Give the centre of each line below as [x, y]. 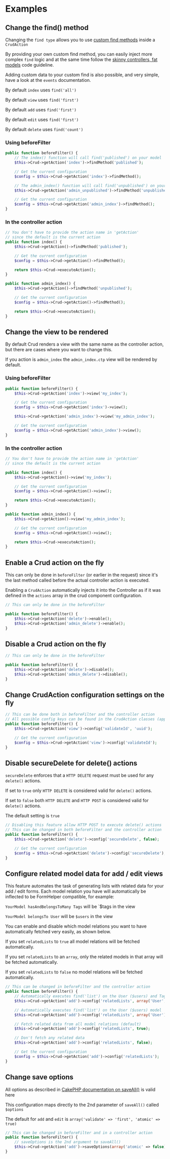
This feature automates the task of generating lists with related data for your [85, 886]
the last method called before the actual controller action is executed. [78, 581]
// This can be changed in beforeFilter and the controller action [78, 987]
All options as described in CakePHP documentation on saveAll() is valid [80, 1089]
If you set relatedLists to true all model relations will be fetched [73, 941]
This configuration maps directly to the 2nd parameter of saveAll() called [82, 1105]
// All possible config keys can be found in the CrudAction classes [80, 719]
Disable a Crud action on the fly [56, 644]
